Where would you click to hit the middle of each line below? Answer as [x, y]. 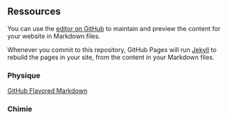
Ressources [34, 12]
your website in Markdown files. [54, 36]
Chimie [20, 109]
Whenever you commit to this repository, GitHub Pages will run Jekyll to [112, 49]
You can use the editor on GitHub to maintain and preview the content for [114, 28]
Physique [24, 75]
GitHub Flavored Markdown [47, 91]
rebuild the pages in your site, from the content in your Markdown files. [111, 57]
